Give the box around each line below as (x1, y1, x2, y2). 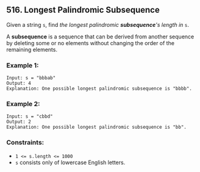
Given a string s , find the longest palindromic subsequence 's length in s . (6, 21, 190, 28)
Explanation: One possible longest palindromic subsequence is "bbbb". (6, 85, 192, 92)
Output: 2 (6, 119, 32, 125)
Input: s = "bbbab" (6, 75, 56, 81)
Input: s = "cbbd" (6, 113, 53, 120)
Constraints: (6, 138, 45, 147)
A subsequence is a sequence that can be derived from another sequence (6, 33, 195, 40)
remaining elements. (6, 46, 58, 53)
